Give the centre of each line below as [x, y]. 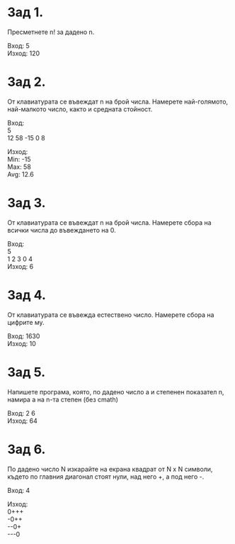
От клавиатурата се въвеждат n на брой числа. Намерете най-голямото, [118, 101]
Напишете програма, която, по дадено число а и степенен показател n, [116, 392]
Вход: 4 [19, 490]
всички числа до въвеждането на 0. [62, 230]
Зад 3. [27, 203]
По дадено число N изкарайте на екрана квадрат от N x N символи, [110, 469]
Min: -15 [19, 159]
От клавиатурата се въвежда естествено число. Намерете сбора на [111, 315]
